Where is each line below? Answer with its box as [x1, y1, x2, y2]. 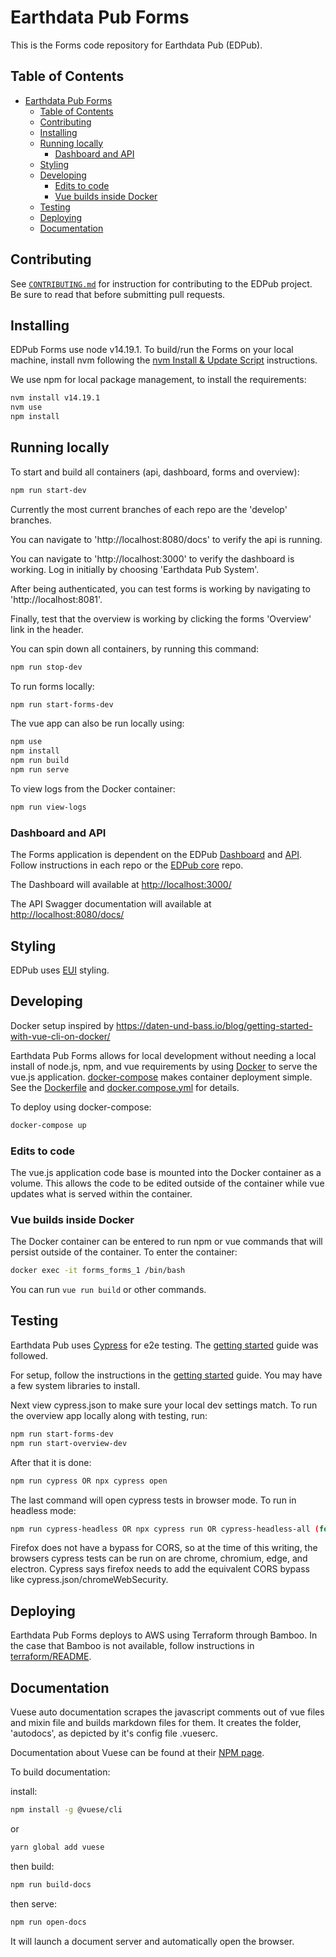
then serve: [10, 1897, 58, 1910]
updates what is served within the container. [10, 1187, 193, 1200]
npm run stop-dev [10, 662, 83, 672]
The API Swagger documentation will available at [10, 898, 212, 910]
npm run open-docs [10, 1917, 87, 1927]
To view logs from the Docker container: [10, 782, 176, 795]
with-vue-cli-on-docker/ [10, 1030, 111, 1042]
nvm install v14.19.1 [10, 393, 101, 403]
